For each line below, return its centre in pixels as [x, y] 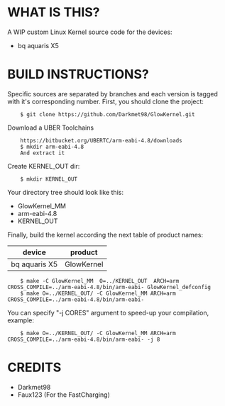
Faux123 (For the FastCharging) [64, 395]
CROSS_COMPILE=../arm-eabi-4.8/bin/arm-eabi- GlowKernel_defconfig [109, 287]
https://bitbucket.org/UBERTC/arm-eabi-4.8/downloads [101, 140]
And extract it [43, 153]
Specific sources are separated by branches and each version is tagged [112, 94]
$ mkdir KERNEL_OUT [49, 179]
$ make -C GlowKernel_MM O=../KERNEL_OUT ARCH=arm [100, 281]
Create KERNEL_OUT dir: [44, 166]
